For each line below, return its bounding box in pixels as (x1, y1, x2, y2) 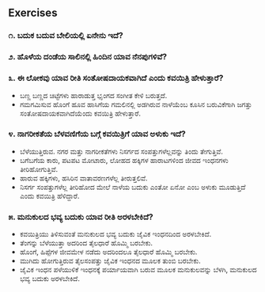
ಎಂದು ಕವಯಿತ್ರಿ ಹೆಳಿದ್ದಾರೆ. (19, 191, 80, 200)
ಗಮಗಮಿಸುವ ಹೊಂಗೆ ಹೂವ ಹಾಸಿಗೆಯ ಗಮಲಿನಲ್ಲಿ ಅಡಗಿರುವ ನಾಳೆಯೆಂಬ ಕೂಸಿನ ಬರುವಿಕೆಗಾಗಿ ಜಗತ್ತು (19, 99, 252, 109)
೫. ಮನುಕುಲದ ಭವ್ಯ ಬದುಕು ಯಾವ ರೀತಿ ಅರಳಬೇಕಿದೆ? (8, 211, 154, 222)
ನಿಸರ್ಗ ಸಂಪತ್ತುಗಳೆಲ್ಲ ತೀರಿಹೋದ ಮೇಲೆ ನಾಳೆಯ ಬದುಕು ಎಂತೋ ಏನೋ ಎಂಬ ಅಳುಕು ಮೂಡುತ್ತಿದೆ (19, 182, 246, 192)
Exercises (8, 6, 58, 20)
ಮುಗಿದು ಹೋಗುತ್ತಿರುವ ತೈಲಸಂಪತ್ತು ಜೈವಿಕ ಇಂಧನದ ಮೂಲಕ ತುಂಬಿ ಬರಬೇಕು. (19, 256, 201, 266)
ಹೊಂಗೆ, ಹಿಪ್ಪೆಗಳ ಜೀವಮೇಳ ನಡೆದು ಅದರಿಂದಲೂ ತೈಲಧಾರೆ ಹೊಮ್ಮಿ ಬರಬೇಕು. (19, 247, 198, 256)
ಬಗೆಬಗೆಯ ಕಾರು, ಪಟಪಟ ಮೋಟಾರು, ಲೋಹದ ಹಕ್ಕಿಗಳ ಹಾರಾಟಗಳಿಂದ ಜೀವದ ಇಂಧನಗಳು (19, 155, 229, 165)
